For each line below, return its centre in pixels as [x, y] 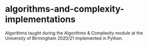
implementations [40, 19]
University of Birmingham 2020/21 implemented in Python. [64, 38]
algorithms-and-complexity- [65, 9]
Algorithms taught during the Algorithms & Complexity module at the [74, 33]
